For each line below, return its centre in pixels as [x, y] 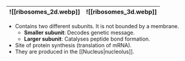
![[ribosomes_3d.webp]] [122, 12]
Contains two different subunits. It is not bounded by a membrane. [97, 26]
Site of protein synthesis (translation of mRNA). [73, 45]
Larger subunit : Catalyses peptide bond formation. [87, 39]
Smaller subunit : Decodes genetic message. [79, 33]
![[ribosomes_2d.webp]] [45, 12]
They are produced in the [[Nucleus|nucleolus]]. [74, 51]
